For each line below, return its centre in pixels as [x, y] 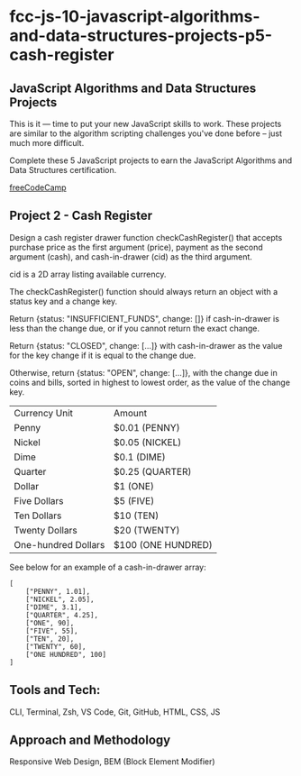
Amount [130, 413]
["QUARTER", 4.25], [62, 615]
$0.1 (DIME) [140, 457]
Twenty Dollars [46, 530]
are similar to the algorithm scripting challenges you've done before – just [146, 133]
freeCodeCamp [38, 187]
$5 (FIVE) [134, 500]
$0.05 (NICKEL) [148, 442]
